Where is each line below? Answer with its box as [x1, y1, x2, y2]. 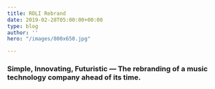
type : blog [7, 23, 39, 29]
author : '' [7, 29, 39, 36]
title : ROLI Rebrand [7, 10, 67, 17]
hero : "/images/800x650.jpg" [7, 36, 91, 42]
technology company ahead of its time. [7, 73, 141, 82]
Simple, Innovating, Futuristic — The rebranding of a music [7, 64, 208, 74]
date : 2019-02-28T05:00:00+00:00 [7, 16, 103, 23]
